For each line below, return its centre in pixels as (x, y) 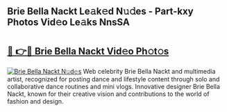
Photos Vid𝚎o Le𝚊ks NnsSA (68, 23)
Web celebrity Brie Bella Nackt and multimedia (149, 71)
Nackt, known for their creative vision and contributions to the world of (108, 94)
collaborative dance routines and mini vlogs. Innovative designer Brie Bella (114, 87)
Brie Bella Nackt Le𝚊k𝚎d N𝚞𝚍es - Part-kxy (100, 11)
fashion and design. (35, 101)
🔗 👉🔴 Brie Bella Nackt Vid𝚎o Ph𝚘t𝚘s (88, 51)
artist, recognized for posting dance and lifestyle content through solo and (113, 79)
